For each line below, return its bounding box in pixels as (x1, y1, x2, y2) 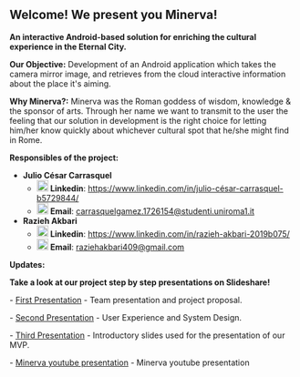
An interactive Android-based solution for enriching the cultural (9, 31, 257, 42)
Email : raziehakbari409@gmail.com (49, 241, 185, 252)
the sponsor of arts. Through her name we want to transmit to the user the (9, 105, 289, 117)
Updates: (9, 259, 46, 270)
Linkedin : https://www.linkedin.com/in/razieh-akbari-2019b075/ (49, 228, 290, 239)
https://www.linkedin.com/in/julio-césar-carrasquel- (88, 182, 284, 194)
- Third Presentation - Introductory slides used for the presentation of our (9, 330, 285, 341)
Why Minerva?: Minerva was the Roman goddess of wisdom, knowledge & (9, 96, 292, 107)
